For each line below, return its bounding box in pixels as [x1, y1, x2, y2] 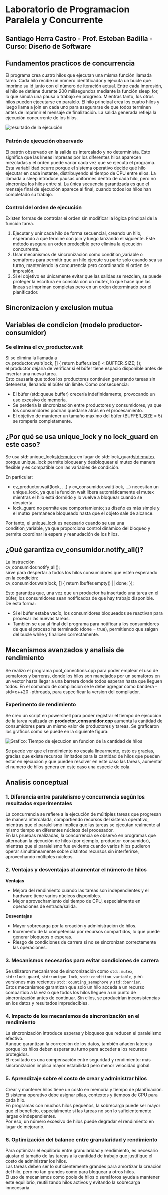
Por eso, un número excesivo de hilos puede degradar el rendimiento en [5, 1118, 154, 1124]
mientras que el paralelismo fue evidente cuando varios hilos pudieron [5, 843, 150, 849]
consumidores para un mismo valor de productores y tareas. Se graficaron [5, 723, 159, 729]
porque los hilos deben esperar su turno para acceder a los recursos [5, 1046, 147, 1052]
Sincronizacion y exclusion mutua [5, 304, 113, 312]
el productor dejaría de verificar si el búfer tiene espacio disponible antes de [5, 365, 163, 372]
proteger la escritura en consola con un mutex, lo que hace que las [12, 278, 151, 284]
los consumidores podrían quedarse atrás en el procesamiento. [12, 408, 144, 414]
